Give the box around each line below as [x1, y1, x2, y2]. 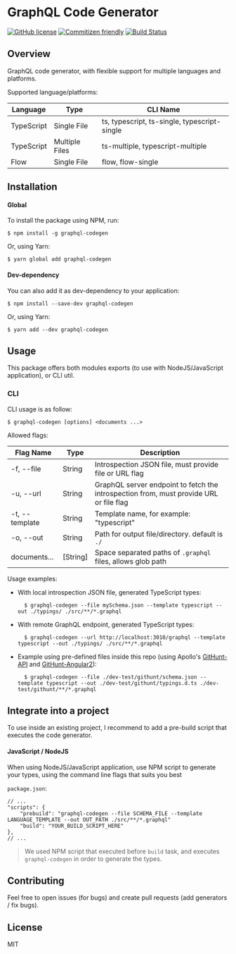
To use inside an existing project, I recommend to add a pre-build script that [7, 724, 227, 732]
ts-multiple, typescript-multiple [101, 141, 207, 151]
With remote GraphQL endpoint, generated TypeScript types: [17, 620, 195, 628]
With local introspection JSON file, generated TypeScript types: [17, 588, 202, 596]
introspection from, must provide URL [94, 488, 219, 498]
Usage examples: [7, 574, 58, 583]
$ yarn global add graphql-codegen [7, 256, 112, 263]
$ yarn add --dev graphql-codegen [7, 326, 109, 333]
